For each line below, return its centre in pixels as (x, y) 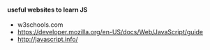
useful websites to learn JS (47, 10)
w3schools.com (40, 25)
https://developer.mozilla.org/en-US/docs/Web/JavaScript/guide (110, 32)
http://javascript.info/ (47, 39)
